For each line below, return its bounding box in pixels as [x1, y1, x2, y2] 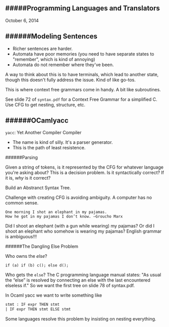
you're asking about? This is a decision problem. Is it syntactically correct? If [5, 170, 164, 176]
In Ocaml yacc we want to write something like [5, 292, 102, 298]
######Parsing [5, 154, 38, 160]
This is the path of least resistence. [12, 145, 86, 151]
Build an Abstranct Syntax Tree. [5, 185, 71, 191]
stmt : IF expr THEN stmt [5, 302, 60, 307]
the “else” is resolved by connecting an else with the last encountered [5, 277, 150, 283]
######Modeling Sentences [5, 32, 97, 41]
